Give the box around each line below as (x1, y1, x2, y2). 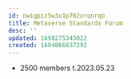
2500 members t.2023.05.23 (19, 63, 115, 73)
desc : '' (8, 26, 38, 34)
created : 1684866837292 (8, 41, 88, 49)
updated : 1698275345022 (8, 34, 88, 42)
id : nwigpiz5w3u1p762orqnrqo (8, 11, 105, 20)
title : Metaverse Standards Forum (8, 19, 124, 27)
